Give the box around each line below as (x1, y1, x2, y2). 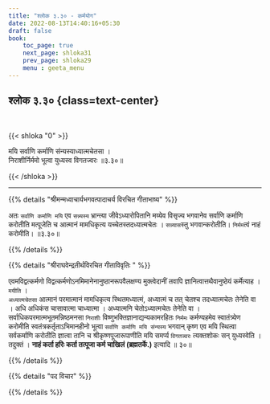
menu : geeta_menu (22, 64, 84, 72)
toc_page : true (22, 42, 74, 50)
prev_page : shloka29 (22, 57, 92, 65)
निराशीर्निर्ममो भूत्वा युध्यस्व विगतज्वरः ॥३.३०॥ (8, 155, 124, 165)
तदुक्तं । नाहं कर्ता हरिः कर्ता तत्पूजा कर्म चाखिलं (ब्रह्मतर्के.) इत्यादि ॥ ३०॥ (8, 339, 192, 349)
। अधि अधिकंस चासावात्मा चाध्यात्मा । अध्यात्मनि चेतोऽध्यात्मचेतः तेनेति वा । (8, 303, 201, 313)
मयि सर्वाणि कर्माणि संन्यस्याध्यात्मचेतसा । (8, 146, 111, 156)
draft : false (8, 27, 52, 35)
